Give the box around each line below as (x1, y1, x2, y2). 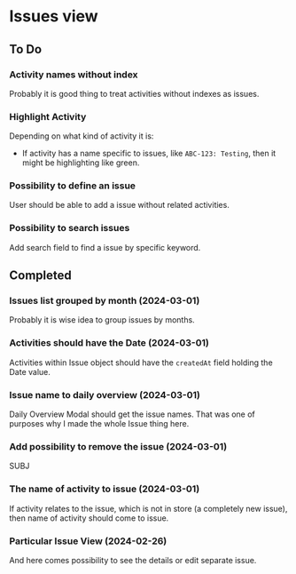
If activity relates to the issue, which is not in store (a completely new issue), (9, 503, 288, 514)
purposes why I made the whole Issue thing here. (9, 419, 190, 429)
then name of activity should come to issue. (9, 513, 169, 523)
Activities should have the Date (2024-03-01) (9, 337, 210, 349)
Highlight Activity (9, 110, 87, 123)
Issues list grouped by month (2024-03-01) (9, 295, 200, 307)
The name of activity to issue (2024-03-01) (9, 482, 200, 495)
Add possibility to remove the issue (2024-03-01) (9, 440, 228, 452)
